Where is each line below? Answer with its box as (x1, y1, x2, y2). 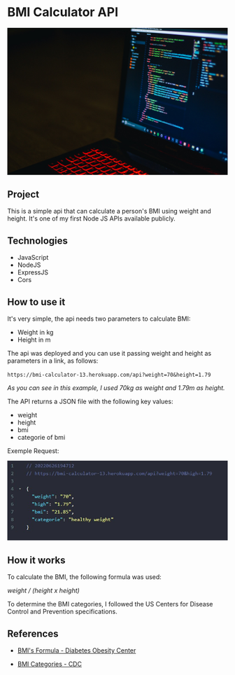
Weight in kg (17, 328, 54, 337)
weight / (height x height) (7, 586, 80, 595)
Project (7, 188, 40, 200)
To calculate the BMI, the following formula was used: (7, 573, 162, 581)
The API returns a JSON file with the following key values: (7, 397, 173, 406)
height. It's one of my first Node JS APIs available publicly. (7, 214, 176, 223)
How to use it (7, 295, 66, 308)
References (7, 627, 59, 639)
